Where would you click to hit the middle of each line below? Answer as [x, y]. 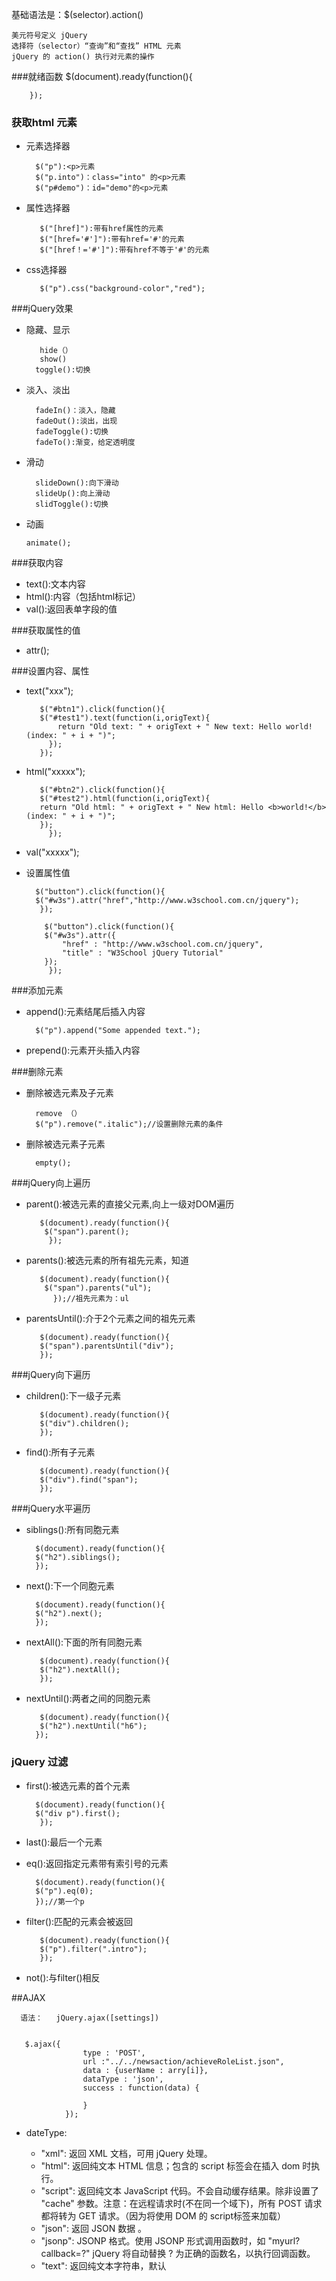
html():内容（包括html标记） [83, 597]
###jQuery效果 [42, 309]
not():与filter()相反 [63, 1977]
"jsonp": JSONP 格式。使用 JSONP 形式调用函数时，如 [153, 2240]
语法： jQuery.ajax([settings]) [90, 2018]
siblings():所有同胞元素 [72, 1530]
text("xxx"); [49, 691]
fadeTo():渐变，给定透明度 [85, 443]
